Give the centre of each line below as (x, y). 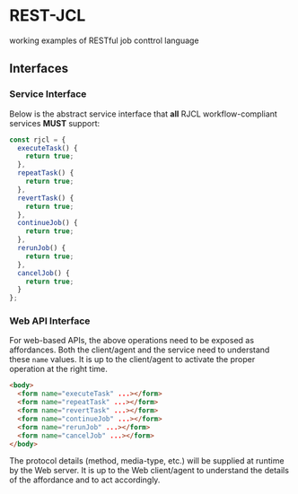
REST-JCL (48, 16)
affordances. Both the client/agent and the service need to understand (140, 350)
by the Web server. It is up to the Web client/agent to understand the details (149, 471)
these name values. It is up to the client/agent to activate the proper (132, 360)
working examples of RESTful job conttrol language (104, 40)
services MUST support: (55, 123)
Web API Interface (50, 321)
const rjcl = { (38, 140)
